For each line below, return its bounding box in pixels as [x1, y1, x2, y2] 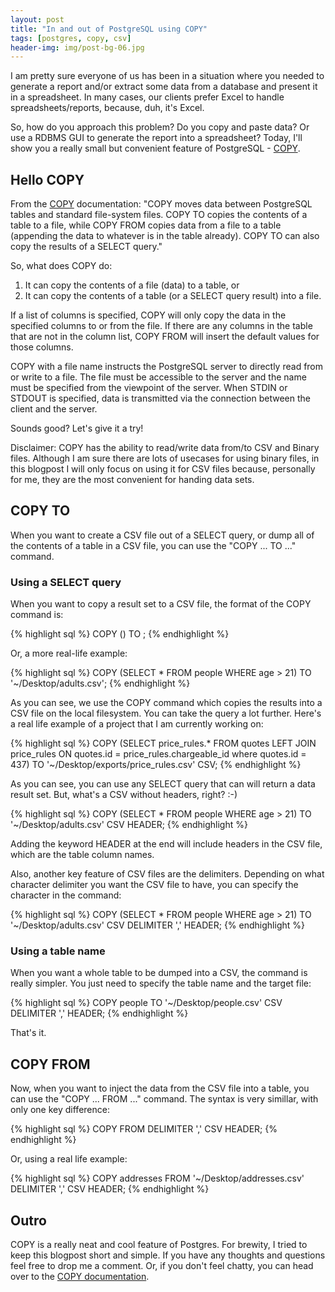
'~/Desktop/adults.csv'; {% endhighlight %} [10, 677, 191, 690]
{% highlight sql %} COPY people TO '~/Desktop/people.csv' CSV [10, 997, 283, 1009]
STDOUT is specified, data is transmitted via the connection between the [10, 392, 311, 405]
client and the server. [10, 403, 98, 415]
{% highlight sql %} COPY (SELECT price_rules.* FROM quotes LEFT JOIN [10, 737, 317, 750]
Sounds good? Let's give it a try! [10, 422, 144, 435]
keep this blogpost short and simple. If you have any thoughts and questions [10, 1249, 326, 1261]
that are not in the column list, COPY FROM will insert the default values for [10, 331, 320, 343]
